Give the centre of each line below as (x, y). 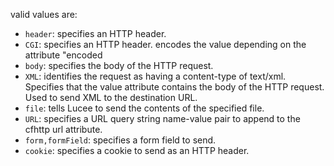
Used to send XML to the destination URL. (111, 97)
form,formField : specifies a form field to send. (120, 140)
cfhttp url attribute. (63, 129)
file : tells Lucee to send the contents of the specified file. (144, 108)
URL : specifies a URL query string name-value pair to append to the (162, 118)
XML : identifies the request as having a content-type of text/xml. (155, 76)
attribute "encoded (63, 55)
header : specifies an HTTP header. (95, 33)
